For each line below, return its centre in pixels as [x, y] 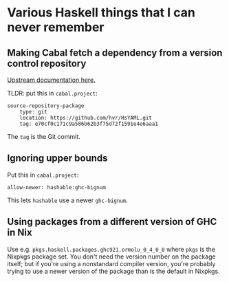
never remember [56, 27]
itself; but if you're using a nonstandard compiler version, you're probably [111, 263]
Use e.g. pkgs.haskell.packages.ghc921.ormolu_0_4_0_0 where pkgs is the [111, 249]
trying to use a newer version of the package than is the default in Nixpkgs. [113, 271]
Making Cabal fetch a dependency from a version [115, 53]
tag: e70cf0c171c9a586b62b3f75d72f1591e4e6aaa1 [89, 124]
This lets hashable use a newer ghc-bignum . [68, 200]
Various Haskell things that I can [101, 13]
